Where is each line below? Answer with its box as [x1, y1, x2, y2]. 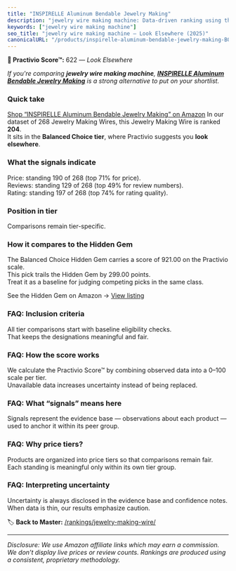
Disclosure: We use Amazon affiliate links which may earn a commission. [7, 540, 220, 549]
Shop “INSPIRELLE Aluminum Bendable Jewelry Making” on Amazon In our [7, 110, 224, 119]
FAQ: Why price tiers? [7, 440, 84, 449]
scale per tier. [7, 373, 47, 381]
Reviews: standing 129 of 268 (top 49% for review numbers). [7, 181, 184, 190]
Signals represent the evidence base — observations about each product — [7, 414, 227, 423]
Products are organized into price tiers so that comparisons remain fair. [7, 455, 214, 464]
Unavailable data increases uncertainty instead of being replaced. [7, 381, 198, 389]
